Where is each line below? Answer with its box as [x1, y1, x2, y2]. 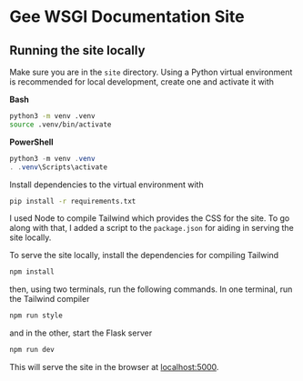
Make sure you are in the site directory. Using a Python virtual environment [9, 66, 293, 77]
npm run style [9, 311, 64, 320]
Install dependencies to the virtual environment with [9, 179, 204, 190]
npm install [9, 267, 55, 276]
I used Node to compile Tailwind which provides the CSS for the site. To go [9, 213, 290, 224]
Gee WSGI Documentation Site [9, 6, 245, 27]
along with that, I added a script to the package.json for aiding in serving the [9, 223, 294, 234]
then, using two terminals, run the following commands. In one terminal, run [9, 284, 293, 295]
